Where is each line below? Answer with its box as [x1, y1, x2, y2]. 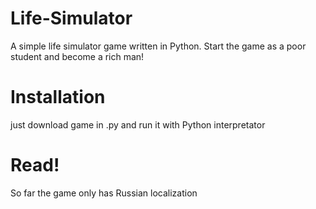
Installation [10, 86, 106, 109]
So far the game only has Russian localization [10, 187, 198, 199]
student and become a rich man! [10, 50, 145, 62]
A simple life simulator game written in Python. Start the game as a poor [10, 40, 307, 52]
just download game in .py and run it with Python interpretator [10, 118, 266, 131]
